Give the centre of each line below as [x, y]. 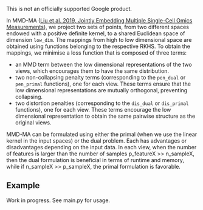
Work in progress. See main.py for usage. [58, 200]
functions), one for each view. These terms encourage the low [93, 110]
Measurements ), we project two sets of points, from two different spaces [98, 27]
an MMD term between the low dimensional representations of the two [104, 64]
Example [23, 185]
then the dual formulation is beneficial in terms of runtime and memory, [95, 160]
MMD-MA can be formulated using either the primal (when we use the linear [102, 134]
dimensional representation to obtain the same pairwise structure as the [105, 116]
